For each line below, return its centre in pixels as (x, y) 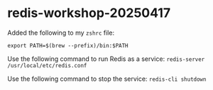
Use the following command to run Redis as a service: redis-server (106, 59)
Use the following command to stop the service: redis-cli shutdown (107, 79)
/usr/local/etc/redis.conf (47, 65)
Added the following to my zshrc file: (61, 33)
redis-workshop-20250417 (89, 13)
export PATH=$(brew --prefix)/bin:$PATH (68, 45)
